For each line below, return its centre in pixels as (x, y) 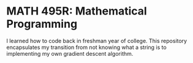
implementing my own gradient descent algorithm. (70, 53)
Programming (42, 24)
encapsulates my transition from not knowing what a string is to (86, 47)
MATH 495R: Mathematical (77, 11)
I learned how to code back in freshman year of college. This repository (97, 41)
